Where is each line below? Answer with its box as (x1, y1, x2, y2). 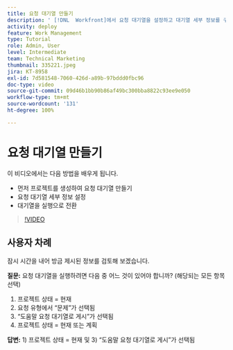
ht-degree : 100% (7, 107, 54, 114)
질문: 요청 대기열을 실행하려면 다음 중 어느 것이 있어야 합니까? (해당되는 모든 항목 (7, 271, 225, 279)
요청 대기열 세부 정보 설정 (17, 192, 87, 201)
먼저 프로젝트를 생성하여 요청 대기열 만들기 (17, 184, 133, 192)
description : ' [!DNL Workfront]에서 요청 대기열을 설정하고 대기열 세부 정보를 (7, 17, 221, 24)
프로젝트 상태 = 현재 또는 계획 (17, 320, 98, 329)
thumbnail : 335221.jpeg (7, 62, 76, 69)
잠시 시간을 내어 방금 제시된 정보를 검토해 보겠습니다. (7, 256, 150, 265)
